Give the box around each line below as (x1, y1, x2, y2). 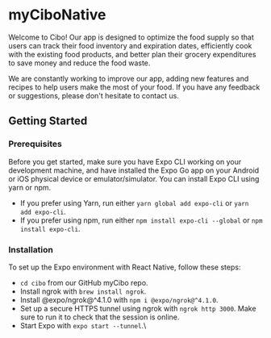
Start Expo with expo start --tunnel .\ (19, 320, 147, 330)
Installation (8, 244, 54, 255)
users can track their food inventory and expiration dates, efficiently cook (8, 40, 252, 50)
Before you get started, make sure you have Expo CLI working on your (8, 156, 242, 166)
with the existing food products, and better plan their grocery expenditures (8, 49, 256, 59)
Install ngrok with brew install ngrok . (19, 286, 147, 296)
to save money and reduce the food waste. (8, 58, 151, 68)
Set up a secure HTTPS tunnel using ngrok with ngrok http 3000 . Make (19, 303, 256, 313)
